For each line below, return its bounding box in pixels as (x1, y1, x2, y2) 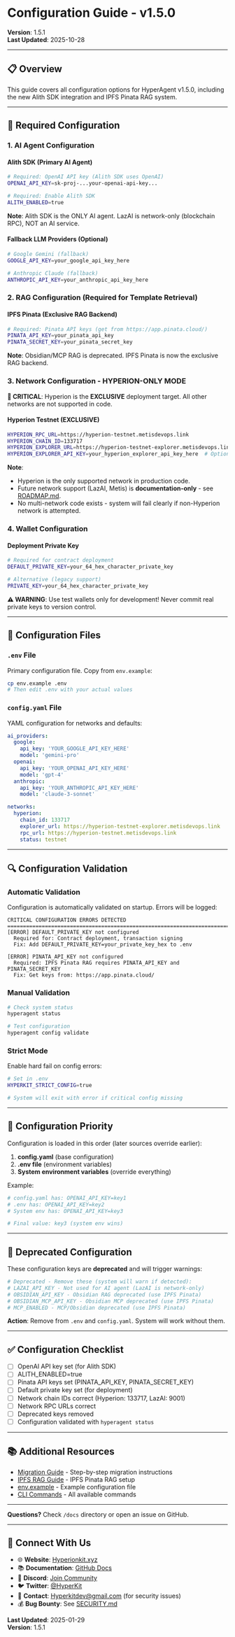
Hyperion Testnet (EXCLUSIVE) (7, 416, 100, 424)
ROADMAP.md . (17, 492, 62, 500)
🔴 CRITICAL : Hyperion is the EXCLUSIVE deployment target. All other (7, 392, 208, 400)
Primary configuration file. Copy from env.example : (7, 666, 152, 674)
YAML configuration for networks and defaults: (7, 718, 143, 727)
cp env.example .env (7, 680, 68, 687)
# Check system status (7, 1004, 73, 1011)
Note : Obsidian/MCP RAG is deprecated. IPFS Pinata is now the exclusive (7, 351, 219, 360)
